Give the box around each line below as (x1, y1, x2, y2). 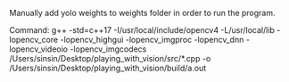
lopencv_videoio (9, 44, 69, 54)
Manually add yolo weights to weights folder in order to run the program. (9, 8, 276, 18)
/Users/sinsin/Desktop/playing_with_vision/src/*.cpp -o (9, 53, 211, 63)
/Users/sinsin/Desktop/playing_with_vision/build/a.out (9, 62, 207, 73)
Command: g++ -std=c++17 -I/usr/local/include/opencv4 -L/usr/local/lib (9, 25, 275, 35)
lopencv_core (9, 35, 59, 45)
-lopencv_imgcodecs (70, 44, 147, 54)
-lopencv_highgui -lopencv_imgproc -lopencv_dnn (60, 35, 244, 45)
